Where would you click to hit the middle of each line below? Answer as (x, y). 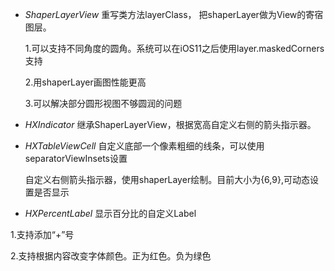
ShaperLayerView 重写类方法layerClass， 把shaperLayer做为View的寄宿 (174, 14)
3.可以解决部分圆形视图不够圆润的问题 (103, 103)
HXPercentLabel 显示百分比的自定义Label (110, 213)
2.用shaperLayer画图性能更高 (85, 82)
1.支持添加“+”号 (42, 234)
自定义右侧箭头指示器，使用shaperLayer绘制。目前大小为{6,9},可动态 (167, 179)
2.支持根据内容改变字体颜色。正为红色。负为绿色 (111, 256)
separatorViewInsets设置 (76, 158)
